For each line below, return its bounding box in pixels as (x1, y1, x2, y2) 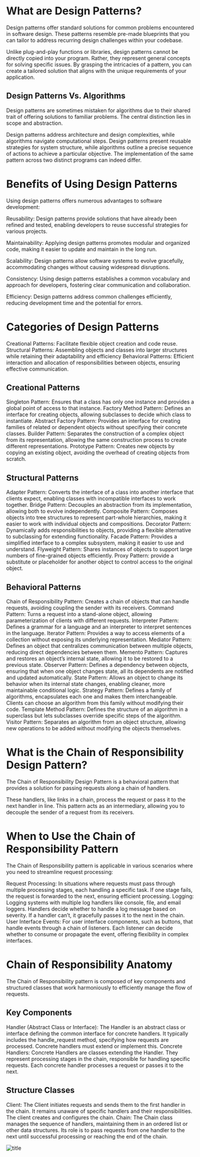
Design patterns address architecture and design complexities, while (6, 131, 175, 138)
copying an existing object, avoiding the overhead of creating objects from (6, 449, 190, 456)
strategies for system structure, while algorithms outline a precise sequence (6, 143, 193, 150)
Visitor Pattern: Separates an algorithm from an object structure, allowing (6, 718, 186, 726)
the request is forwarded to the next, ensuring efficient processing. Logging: (6, 893, 194, 900)
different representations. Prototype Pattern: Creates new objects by (6, 443, 175, 450)
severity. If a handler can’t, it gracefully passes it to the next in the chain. (6, 912, 185, 919)
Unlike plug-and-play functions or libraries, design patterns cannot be (6, 48, 179, 55)
